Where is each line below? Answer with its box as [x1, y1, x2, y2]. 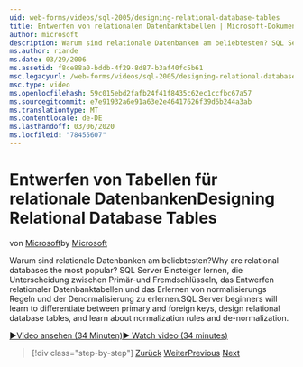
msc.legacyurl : [9, 72, 67, 81]
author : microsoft [9, 30, 78, 39]
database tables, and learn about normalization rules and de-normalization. [9, 312, 289, 323]
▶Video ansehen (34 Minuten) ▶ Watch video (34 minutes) [9, 330, 228, 341]
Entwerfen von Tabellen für [9, 170, 218, 190]
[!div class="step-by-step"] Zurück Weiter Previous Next [31, 347, 241, 358]
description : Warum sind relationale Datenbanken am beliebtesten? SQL [9, 38, 284, 48]
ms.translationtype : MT [9, 106, 99, 115]
